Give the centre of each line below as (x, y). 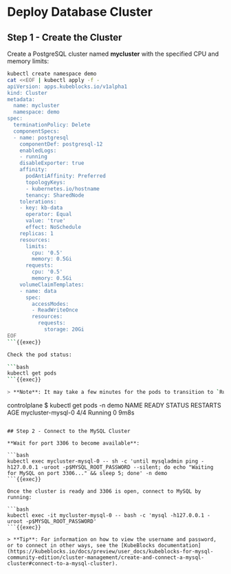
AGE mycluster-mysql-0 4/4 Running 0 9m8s (71, 412)
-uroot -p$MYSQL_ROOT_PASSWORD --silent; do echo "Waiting (127, 467)
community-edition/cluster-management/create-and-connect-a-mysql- (106, 558)
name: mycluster (36, 106)
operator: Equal (48, 214)
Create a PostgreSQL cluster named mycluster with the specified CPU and (113, 54)
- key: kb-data (41, 208)
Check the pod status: (40, 355)
